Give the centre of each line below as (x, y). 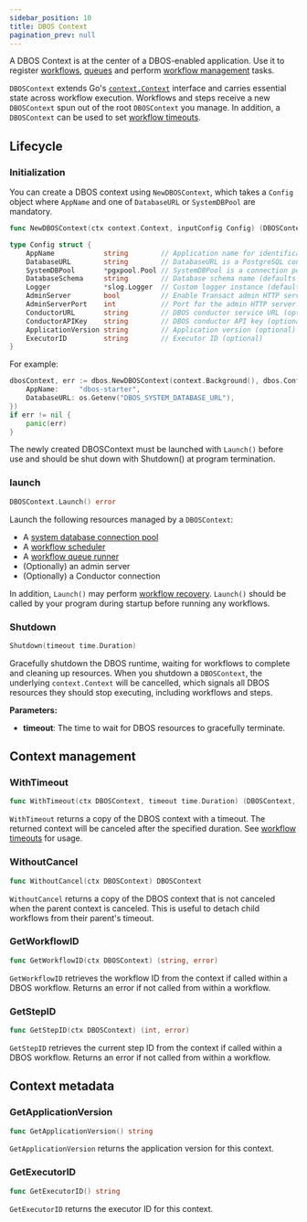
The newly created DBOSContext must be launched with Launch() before (147, 450)
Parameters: (33, 710)
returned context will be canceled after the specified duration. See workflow (153, 829)
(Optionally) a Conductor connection (91, 576)
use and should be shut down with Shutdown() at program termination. (143, 459)
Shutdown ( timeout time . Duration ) (73, 645)
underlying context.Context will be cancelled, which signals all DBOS (139, 683)
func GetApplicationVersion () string (81, 1131)
